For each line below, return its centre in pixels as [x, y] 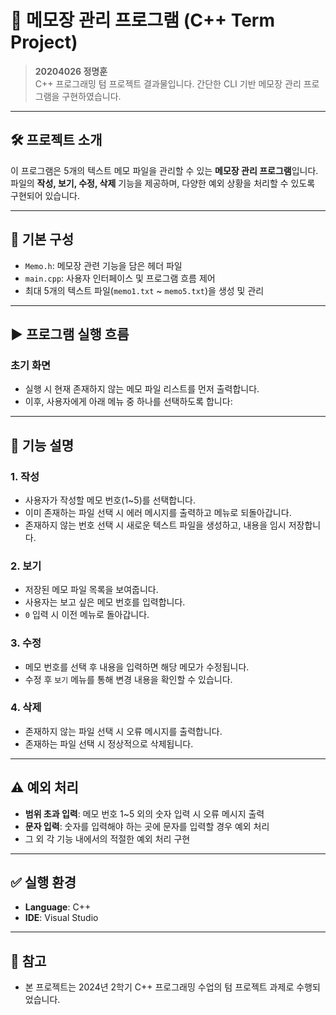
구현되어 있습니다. [45, 195]
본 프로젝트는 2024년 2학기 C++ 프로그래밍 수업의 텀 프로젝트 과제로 [159, 987]
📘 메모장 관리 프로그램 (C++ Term [142, 20]
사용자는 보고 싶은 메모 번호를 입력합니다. [105, 602]
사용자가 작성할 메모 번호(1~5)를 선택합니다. [110, 500]
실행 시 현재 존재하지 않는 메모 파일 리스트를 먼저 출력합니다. [142, 389]
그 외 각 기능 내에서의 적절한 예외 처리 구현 [107, 838]
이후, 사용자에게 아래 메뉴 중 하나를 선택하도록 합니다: [128, 402]
